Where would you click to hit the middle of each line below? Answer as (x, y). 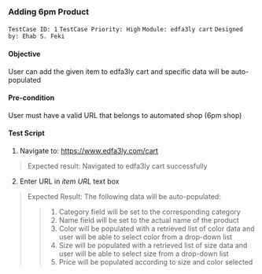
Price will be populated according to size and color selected (156, 261)
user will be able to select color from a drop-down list (146, 237)
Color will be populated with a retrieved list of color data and (157, 228)
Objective (24, 54)
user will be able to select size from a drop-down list (144, 254)
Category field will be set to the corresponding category (150, 212)
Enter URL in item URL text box (69, 181)
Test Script (26, 133)
